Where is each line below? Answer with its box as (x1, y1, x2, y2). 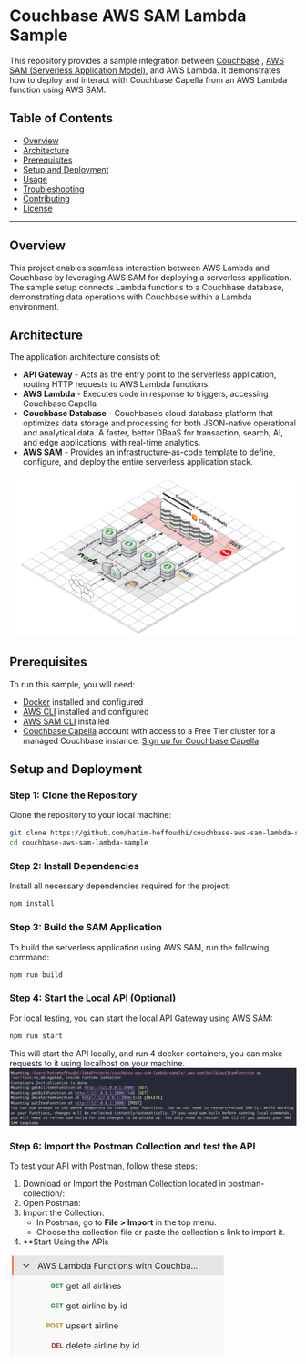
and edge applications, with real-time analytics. (22, 437, 201, 448)
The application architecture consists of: (9, 351, 161, 362)
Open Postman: (22, 1198, 82, 1209)
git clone (9, 828, 47, 838)
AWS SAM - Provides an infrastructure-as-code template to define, (22, 446, 276, 457)
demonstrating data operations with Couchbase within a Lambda (9, 291, 252, 302)
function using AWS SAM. (9, 84, 107, 95)
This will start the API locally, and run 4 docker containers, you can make (9, 1047, 283, 1059)
